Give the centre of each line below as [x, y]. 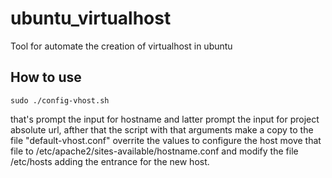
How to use [46, 77]
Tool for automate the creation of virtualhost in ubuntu [121, 46]
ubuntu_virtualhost [91, 18]
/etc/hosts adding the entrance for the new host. [110, 161]
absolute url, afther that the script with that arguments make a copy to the [162, 129]
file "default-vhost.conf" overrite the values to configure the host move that [166, 140]
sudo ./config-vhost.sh [60, 100]
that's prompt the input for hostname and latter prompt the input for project [165, 119]
